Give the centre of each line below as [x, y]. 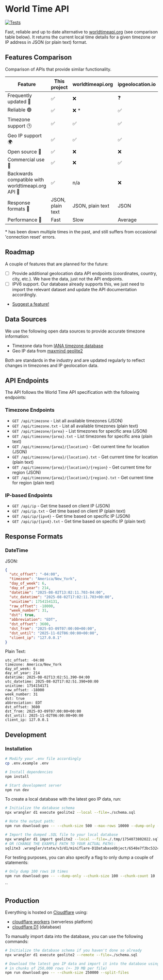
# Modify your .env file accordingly [43, 759]
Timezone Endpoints [30, 410]
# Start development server [33, 785]
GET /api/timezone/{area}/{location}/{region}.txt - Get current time [83, 477]
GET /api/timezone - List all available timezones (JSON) [67, 420]
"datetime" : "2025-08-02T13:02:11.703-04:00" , [57, 592]
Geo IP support [25, 136]
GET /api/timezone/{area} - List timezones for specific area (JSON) [80, 431]
